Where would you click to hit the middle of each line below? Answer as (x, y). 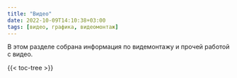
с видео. (20, 54)
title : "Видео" (30, 14)
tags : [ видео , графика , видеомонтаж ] (63, 27)
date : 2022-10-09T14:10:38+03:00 (57, 20)
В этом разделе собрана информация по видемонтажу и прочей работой (118, 47)
